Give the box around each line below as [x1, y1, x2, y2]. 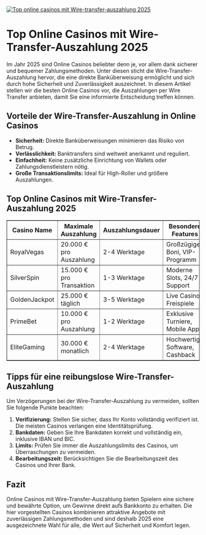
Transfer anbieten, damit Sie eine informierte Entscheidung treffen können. [6, 93, 195, 101]
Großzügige [166, 240, 200, 248]
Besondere [168, 221, 201, 230]
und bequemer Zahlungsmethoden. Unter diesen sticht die [6, 67, 154, 74]
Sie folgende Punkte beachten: [6, 404, 85, 411]
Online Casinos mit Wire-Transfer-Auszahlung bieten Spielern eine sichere [6, 496, 194, 503]
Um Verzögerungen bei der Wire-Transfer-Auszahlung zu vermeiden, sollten [6, 398, 199, 405]
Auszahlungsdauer [103, 226, 161, 234]
